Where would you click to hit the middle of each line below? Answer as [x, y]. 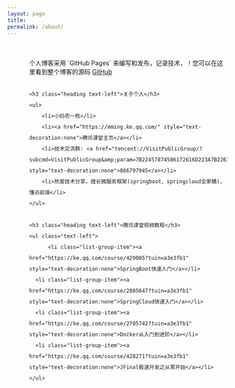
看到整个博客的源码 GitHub [73, 72]
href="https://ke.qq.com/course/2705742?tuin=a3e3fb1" [111, 324]
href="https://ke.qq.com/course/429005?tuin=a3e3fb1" [109, 258]
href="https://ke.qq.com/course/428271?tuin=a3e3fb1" [109, 357]
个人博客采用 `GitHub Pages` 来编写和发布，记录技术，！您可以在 [123, 63]
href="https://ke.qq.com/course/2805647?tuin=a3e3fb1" [111, 291]
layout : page [26, 14]
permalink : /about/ [36, 27]
